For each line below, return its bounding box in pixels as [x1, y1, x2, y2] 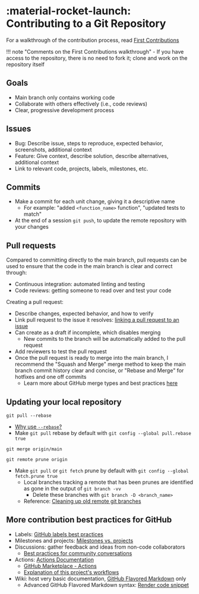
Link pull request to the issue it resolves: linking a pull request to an [14, 316, 179, 324]
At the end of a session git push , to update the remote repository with [14, 217, 187, 224]
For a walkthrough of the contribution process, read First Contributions [6, 36, 179, 43]
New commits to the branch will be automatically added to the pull [23, 335, 186, 343]
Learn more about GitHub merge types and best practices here [23, 380, 178, 387]
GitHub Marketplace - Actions [23, 562, 97, 570]
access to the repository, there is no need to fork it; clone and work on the [6, 54, 188, 61]
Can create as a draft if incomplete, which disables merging [14, 329, 161, 336]
